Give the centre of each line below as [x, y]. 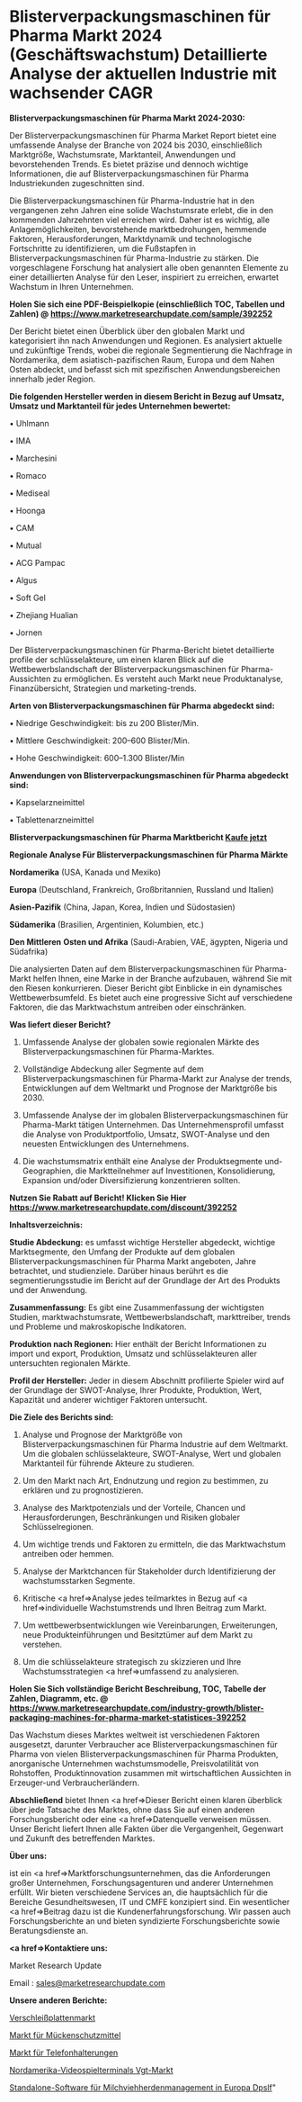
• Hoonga [27, 510]
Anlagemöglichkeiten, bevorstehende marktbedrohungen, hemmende [138, 229]
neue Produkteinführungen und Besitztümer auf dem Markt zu [138, 1634]
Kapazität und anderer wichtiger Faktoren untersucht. [109, 1399]
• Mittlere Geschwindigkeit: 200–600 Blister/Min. [100, 741]
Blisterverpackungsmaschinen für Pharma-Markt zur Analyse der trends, [157, 1078]
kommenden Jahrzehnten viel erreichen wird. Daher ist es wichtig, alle [140, 220]
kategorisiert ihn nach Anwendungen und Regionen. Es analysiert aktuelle [146, 340]
